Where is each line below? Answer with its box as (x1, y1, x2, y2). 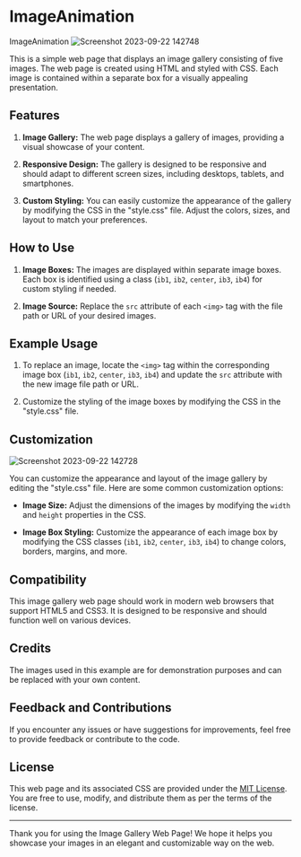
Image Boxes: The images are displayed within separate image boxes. (21, 264, 282, 275)
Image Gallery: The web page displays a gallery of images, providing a (21, 132, 285, 143)
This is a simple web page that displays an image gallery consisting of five (9, 53, 284, 64)
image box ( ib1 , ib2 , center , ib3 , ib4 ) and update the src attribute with (21, 370, 282, 380)
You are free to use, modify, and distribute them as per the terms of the (9, 792, 272, 804)
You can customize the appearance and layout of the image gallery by (9, 473, 268, 484)
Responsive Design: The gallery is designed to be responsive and (21, 159, 267, 170)
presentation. (9, 82, 58, 92)
